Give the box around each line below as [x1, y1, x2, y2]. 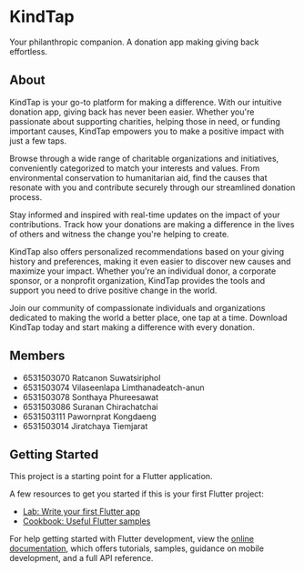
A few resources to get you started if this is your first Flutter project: [9, 488, 264, 499]
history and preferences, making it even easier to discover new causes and [9, 256, 291, 266]
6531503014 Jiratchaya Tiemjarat [22, 420, 148, 431]
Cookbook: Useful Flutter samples [22, 516, 151, 527]
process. [9, 191, 43, 202]
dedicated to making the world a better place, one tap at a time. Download [9, 312, 289, 323]
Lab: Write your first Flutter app [22, 507, 141, 517]
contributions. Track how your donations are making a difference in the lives [9, 218, 295, 229]
